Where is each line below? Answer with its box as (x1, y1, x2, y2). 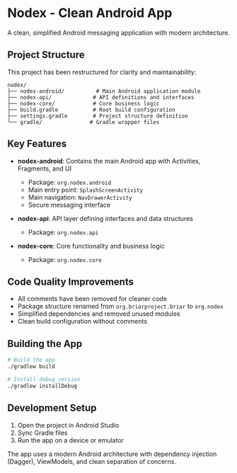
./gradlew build (7, 363, 55, 370)
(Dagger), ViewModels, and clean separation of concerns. (7, 457, 177, 465)
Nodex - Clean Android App (7, 5, 173, 21)
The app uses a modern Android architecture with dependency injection (7, 450, 217, 458)
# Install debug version (7, 375, 81, 383)
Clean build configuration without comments (17, 317, 147, 326)
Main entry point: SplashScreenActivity (28, 186, 144, 194)
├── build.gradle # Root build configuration (7, 106, 175, 113)
